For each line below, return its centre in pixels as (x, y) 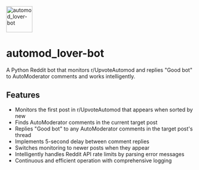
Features (23, 95)
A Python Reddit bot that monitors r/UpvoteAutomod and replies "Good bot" (99, 70)
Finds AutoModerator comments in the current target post (86, 122)
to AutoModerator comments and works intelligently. (71, 76)
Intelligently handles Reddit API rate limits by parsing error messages (99, 154)
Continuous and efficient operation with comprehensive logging (93, 160)
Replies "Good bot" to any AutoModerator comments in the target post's (104, 129)
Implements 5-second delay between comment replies (82, 141)
